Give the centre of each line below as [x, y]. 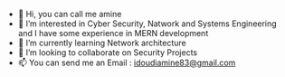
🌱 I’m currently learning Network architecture [102, 43]
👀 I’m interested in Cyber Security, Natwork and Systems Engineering [147, 24]
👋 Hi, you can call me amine [70, 14]
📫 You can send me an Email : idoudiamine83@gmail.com [127, 63]
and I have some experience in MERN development [113, 33]
